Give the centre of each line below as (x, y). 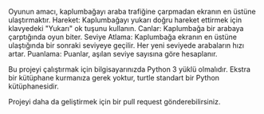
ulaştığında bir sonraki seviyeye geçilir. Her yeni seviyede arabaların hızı (126, 45)
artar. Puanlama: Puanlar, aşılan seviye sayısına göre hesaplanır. (113, 54)
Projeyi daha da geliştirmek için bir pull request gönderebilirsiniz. (114, 102)
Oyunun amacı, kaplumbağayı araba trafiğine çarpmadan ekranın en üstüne (132, 12)
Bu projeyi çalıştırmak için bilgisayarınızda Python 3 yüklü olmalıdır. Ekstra (130, 69)
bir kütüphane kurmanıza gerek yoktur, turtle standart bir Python (114, 78)
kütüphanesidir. (34, 86)
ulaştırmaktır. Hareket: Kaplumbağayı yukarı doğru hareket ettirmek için (125, 20)
